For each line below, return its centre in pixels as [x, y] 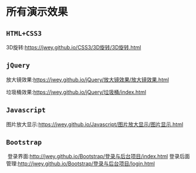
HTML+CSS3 [24, 33]
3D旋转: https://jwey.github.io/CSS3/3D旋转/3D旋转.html [74, 47]
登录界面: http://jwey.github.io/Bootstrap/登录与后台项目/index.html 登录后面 [99, 157]
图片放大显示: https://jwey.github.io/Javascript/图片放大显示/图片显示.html [95, 124]
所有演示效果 [37, 12]
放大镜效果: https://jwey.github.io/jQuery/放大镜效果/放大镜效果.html [87, 79]
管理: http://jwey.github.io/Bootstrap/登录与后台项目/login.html [81, 164]
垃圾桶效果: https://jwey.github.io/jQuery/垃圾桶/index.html [76, 92]
